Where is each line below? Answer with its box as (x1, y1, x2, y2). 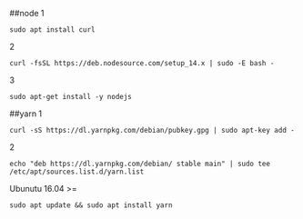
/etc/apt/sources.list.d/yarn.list (9, 167, 145, 176)
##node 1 (9, 8, 45, 18)
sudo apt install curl (9, 25, 96, 35)
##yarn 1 (9, 108, 43, 119)
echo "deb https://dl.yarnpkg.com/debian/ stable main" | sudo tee (9, 159, 271, 168)
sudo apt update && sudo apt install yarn (9, 201, 173, 210)
